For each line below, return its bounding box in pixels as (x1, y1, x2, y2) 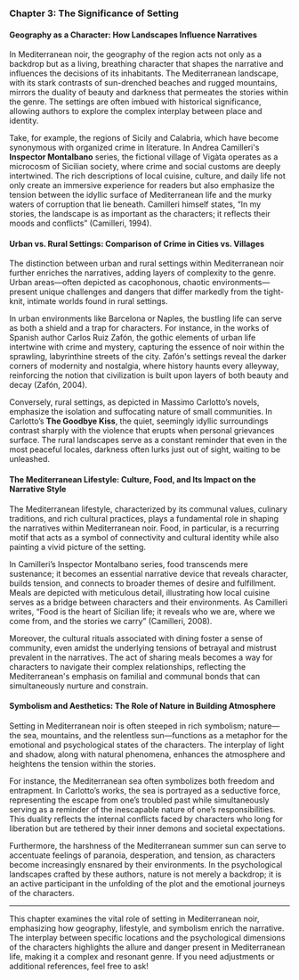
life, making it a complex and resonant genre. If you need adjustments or (9, 951, 275, 961)
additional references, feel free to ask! (9, 960, 149, 971)
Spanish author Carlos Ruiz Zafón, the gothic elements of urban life (9, 333, 256, 343)
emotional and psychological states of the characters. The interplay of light (9, 739, 285, 750)
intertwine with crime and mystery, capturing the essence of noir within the (9, 342, 285, 352)
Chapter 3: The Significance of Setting (9, 7, 180, 20)
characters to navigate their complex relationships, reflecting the (9, 661, 246, 671)
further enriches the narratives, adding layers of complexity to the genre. (9, 268, 277, 278)
